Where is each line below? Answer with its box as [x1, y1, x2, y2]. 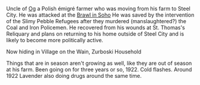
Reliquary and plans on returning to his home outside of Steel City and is [6, 30, 184, 37]
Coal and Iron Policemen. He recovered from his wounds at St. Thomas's [6, 24, 185, 31]
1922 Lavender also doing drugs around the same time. [6, 73, 142, 79]
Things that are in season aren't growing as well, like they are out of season [6, 59, 192, 67]
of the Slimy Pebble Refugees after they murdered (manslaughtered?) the [6, 18, 187, 24]
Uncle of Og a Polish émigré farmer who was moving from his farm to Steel [6, 5, 191, 12]
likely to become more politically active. [6, 37, 103, 43]
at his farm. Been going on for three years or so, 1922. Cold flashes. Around [6, 66, 192, 73]
